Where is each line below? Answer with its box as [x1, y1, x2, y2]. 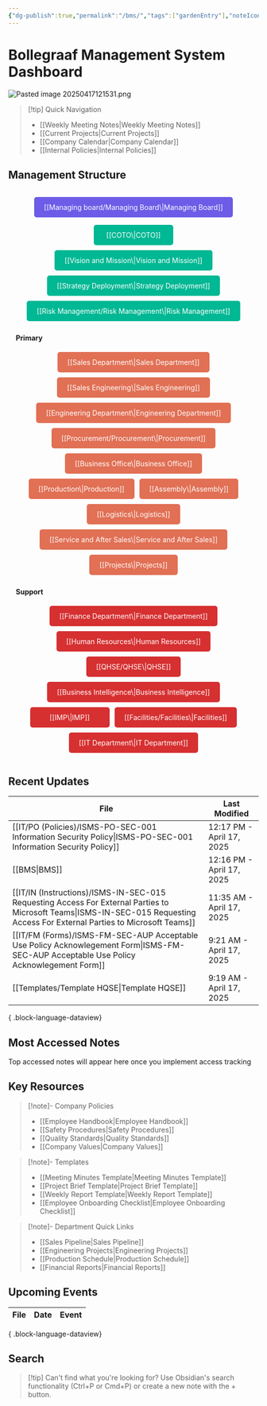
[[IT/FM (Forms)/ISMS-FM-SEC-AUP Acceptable [12, 930, 199, 941]
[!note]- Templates [27, 1157, 89, 1167]
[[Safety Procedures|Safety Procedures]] [39, 1125, 175, 1134]
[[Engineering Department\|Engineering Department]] [45, 409, 222, 418]
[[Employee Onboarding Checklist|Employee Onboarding [39, 1198, 226, 1207]
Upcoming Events [8, 1285, 98, 1299]
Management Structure [8, 168, 126, 181]
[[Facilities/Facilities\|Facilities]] [124, 713, 228, 722]
